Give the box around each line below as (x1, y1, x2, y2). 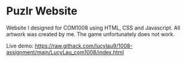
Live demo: (6, 42, 34, 49)
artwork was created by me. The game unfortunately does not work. (6, 30, 175, 37)
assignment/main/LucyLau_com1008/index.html (6, 48, 124, 55)
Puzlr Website (6, 4, 78, 18)
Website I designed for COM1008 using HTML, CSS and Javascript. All (6, 24, 181, 31)
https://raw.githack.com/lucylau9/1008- (35, 42, 133, 49)
